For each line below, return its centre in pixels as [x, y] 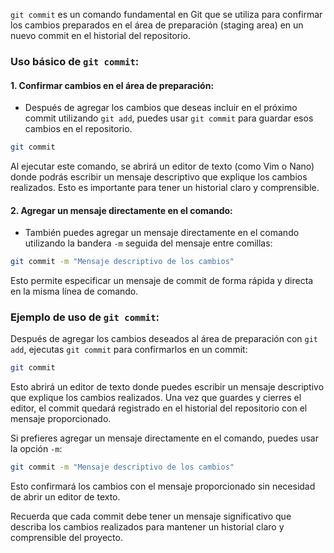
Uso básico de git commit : [75, 61]
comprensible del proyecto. [66, 538]
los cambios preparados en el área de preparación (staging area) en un [157, 25]
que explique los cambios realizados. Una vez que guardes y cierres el [156, 398]
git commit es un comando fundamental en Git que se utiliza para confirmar [166, 14]
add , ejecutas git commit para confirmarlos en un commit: [129, 350]
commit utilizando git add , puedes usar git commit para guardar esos [169, 118]
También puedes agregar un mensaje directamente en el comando [162, 233]
